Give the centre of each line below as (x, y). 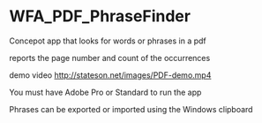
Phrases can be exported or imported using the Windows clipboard (131, 109)
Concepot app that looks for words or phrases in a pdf (108, 41)
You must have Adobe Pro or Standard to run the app (105, 92)
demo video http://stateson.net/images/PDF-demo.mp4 (110, 75)
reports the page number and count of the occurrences (110, 58)
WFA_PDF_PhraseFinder (100, 16)
